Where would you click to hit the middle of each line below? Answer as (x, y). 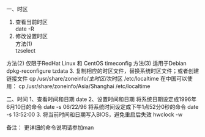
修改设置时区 (31, 36)
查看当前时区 (31, 22)
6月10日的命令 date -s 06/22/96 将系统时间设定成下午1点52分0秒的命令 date (102, 107)
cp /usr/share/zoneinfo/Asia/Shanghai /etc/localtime (84, 86)
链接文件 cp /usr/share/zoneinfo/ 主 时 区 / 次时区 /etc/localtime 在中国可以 (97, 79)
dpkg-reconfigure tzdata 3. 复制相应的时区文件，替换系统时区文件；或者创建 (103, 71)
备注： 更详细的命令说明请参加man (50, 128)
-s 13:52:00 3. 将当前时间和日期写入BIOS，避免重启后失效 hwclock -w (95, 114)
